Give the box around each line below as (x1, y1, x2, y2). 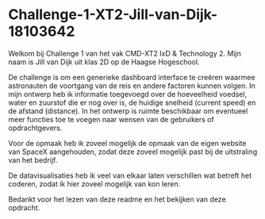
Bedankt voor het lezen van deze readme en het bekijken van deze (8, 194, 226, 204)
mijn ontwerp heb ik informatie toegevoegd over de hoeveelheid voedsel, (8, 89, 248, 98)
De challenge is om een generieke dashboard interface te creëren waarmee (8, 72, 255, 82)
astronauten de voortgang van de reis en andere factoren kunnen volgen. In (8, 81, 255, 90)
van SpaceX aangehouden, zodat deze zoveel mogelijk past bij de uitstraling (8, 147, 258, 156)
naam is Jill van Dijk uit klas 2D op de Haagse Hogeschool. (8, 57, 200, 67)
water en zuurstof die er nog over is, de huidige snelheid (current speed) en (8, 98, 256, 107)
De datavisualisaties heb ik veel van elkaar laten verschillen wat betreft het (8, 171, 252, 180)
